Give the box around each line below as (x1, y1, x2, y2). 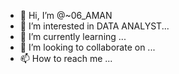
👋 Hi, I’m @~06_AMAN (19, 10, 113, 21)
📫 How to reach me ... (19, 53, 113, 64)
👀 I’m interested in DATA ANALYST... (19, 20, 170, 32)
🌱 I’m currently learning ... (19, 31, 127, 42)
